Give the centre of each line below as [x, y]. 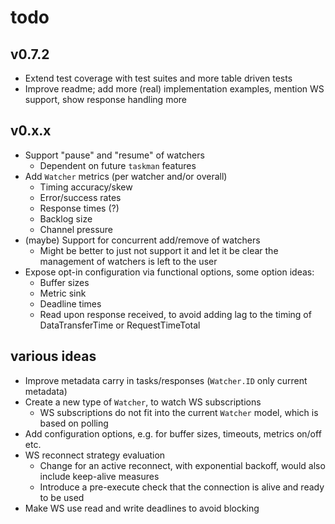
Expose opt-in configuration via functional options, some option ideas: [169, 272]
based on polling [74, 423]
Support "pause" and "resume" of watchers [114, 155]
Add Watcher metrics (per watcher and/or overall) [126, 176]
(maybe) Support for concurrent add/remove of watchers [142, 240]
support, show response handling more [105, 99]
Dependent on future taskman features [118, 165]
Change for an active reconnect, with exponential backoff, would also [182, 465]
